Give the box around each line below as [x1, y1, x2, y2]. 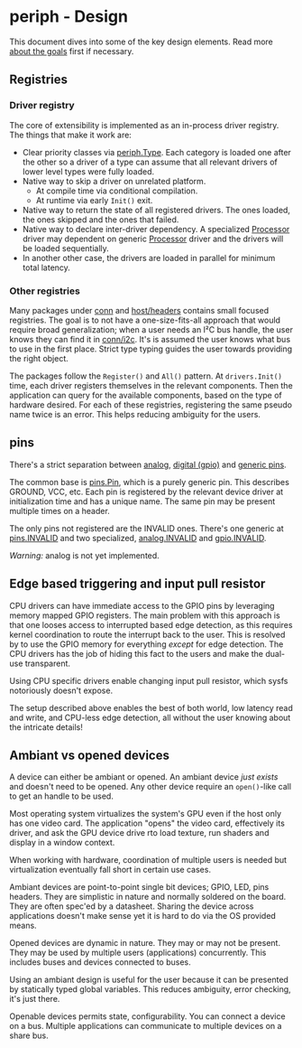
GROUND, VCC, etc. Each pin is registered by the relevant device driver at [9, 486, 284, 497]
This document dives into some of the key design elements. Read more [9, 36, 273, 47]
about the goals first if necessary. [9, 45, 134, 56]
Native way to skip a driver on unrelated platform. [22, 175, 206, 186]
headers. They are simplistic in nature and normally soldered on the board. [9, 892, 287, 903]
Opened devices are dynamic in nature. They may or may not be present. [9, 938, 281, 949]
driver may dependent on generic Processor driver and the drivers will [22, 233, 284, 244]
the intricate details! [9, 721, 83, 733]
